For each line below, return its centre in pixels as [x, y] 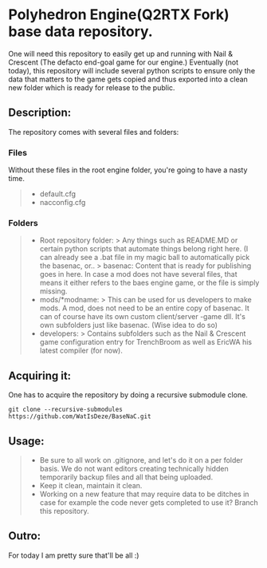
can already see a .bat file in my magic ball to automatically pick [145, 258]
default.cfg [57, 194]
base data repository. [80, 32]
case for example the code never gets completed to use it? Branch [149, 502]
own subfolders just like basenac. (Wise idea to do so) [128, 325]
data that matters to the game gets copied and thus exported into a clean [128, 79]
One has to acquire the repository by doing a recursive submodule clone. [128, 395]
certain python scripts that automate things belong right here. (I [144, 249]
